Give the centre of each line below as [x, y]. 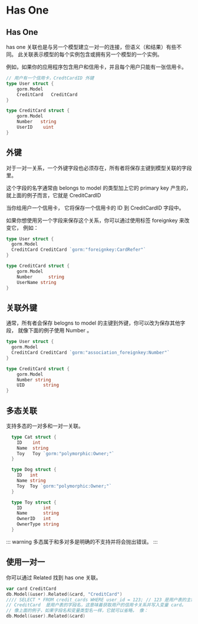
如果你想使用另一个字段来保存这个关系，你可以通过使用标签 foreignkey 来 [95, 220]
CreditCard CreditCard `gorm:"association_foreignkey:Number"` [90, 352]
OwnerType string [38, 524]
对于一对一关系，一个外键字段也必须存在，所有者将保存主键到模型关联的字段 [99, 168]
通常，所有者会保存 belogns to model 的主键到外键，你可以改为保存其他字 [96, 323]
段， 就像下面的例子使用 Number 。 [49, 331]
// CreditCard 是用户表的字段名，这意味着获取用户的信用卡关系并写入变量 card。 [96, 605]
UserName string [37, 282]
